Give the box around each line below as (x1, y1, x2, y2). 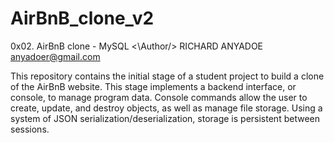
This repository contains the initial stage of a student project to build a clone (10, 70, 325, 82)
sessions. (10, 123, 50, 135)
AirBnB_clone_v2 (10, 7, 155, 30)
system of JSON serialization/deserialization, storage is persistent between (10, 112, 320, 124)
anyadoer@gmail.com (10, 50, 101, 62)
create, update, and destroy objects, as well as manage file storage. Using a (10, 102, 323, 114)
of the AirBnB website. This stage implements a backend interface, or (10, 80, 297, 92)
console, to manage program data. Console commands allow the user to (10, 91, 308, 103)
